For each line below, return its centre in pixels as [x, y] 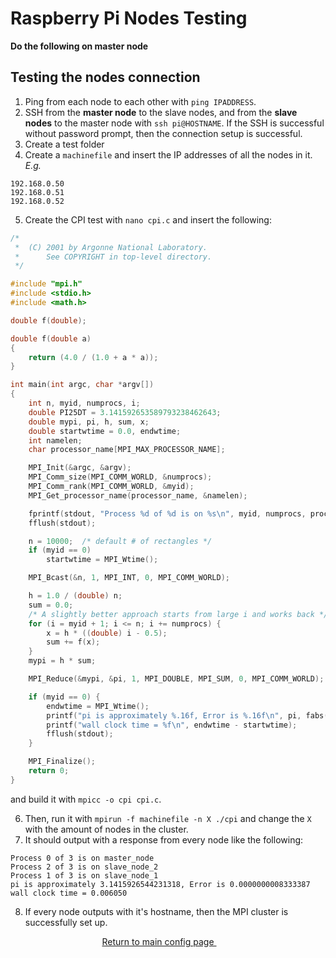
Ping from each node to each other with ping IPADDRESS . [140, 101]
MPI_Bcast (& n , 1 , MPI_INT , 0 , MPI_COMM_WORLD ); [129, 578]
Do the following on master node [79, 46]
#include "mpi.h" [46, 284]
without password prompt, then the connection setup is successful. [163, 133]
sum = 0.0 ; [51, 605]
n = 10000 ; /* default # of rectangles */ [120, 541]
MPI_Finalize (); [62, 762]
